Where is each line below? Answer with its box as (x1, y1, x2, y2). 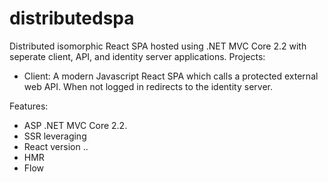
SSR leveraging (23, 130, 87, 142)
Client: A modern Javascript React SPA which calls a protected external (23, 70, 319, 82)
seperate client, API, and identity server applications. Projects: (9, 50, 266, 62)
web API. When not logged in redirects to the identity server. (23, 80, 273, 92)
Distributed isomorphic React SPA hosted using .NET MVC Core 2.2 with (9, 40, 307, 52)
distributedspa (9, 7, 135, 30)
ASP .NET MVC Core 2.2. (23, 119, 128, 131)
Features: (9, 100, 49, 112)
